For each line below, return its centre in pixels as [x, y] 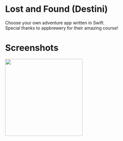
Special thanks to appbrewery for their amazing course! [62, 28]
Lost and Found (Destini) [57, 9]
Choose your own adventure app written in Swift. [55, 23]
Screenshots [32, 48]
